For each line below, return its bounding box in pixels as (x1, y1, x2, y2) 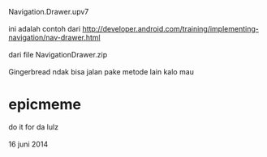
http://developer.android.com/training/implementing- (82, 24, 260, 33)
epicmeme (8, 95, 81, 114)
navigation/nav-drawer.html (8, 32, 101, 42)
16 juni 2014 (8, 139, 49, 149)
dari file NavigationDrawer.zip (8, 50, 108, 59)
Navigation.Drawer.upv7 (8, 7, 89, 16)
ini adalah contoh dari (8, 24, 81, 33)
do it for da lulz (8, 121, 59, 132)
